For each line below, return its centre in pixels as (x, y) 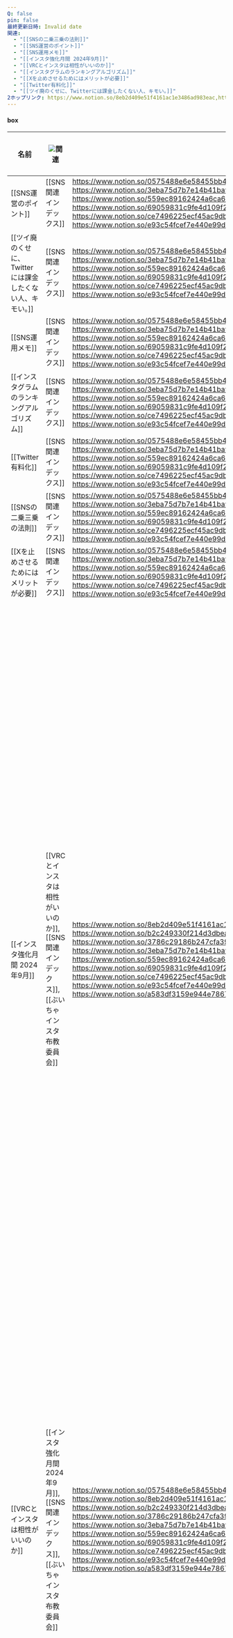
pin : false (23, 20)
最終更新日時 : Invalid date (44, 26)
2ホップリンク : (26, 98)
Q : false (20, 14)
